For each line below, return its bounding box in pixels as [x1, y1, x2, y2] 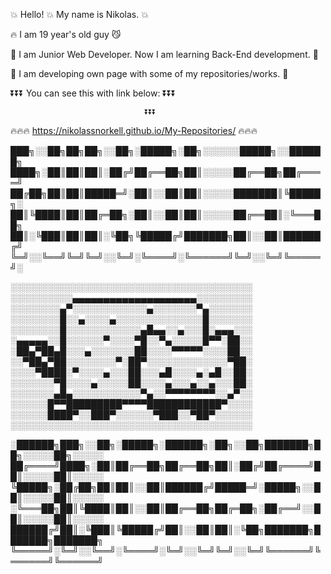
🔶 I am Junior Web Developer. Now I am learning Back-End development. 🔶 [10, 49, 319, 60]
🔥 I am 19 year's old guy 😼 [10, 29, 122, 40]
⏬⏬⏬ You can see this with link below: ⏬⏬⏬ [10, 87, 177, 99]
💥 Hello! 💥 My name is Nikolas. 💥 [10, 9, 149, 20]
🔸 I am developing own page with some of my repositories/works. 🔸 [10, 68, 289, 79]
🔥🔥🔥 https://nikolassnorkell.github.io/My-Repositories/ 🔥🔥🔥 [10, 125, 258, 136]
